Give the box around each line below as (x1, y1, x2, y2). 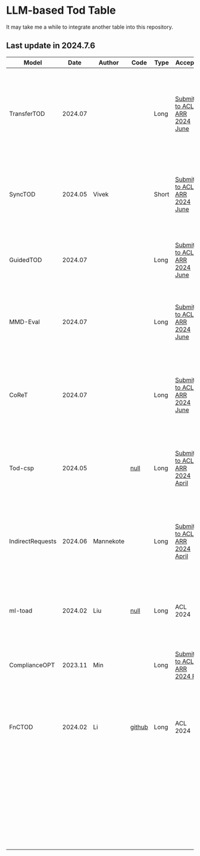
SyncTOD (9, 190, 36, 198)
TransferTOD (9, 109, 45, 118)
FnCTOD (9, 723, 33, 731)
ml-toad (9, 606, 33, 615)
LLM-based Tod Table (6, 4, 116, 17)
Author (98, 58, 119, 66)
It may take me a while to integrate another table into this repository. (6, 23, 174, 30)
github (130, 723, 149, 731)
